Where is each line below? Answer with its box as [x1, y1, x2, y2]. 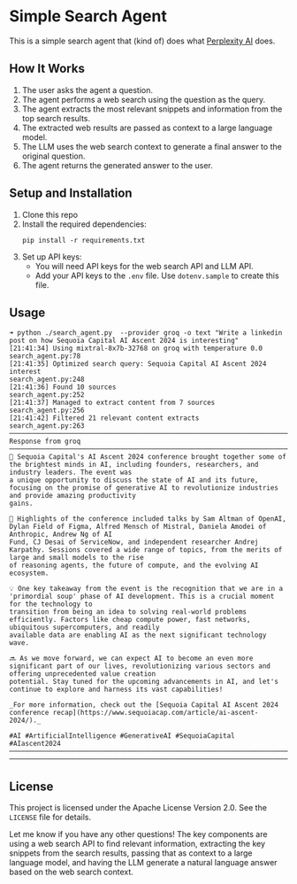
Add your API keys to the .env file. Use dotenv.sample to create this [34, 270, 280, 281]
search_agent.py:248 [9, 375, 86, 384]
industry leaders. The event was [9, 468, 133, 477]
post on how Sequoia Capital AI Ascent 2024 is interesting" [9, 337, 240, 345]
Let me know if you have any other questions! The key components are [9, 829, 268, 840]
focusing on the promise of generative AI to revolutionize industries [9, 484, 278, 492]
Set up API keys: [21, 251, 82, 262]
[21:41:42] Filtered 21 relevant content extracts [9, 414, 200, 423]
